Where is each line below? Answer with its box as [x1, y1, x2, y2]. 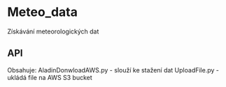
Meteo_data [7, 4, 78, 20]
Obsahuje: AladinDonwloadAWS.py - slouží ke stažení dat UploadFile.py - [7, 65, 219, 74]
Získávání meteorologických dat [7, 27, 99, 35]
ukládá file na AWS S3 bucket [7, 73, 92, 81]
